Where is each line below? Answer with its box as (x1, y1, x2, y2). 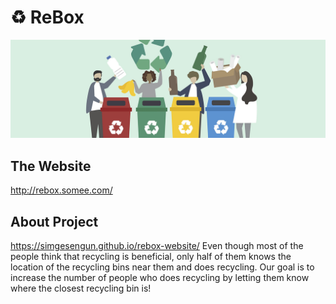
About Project (10, 213, 99, 230)
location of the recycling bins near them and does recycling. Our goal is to (10, 261, 315, 273)
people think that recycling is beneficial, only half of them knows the (10, 251, 292, 263)
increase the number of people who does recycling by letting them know (10, 272, 310, 284)
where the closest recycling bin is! (10, 282, 152, 295)
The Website (10, 157, 92, 175)
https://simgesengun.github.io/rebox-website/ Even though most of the (10, 240, 304, 252)
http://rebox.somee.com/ (10, 184, 113, 196)
